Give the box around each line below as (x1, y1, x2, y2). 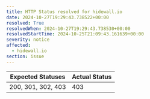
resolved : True (6, 20, 45, 26)
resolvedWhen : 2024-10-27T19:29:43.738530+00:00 (6, 25, 131, 32)
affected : (6, 43, 31, 49)
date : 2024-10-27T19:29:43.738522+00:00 (6, 14, 110, 20)
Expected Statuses (10, 73, 66, 81)
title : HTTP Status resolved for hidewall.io (6, 8, 122, 15)
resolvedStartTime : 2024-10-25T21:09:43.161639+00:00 (6, 31, 145, 37)
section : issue (6, 53, 45, 59)
